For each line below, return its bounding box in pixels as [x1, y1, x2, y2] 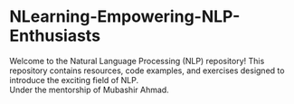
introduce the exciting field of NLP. [9, 74, 139, 85]
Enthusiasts [9, 25, 101, 46]
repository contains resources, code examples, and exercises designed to [9, 65, 285, 76]
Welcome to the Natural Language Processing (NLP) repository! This [9, 55, 265, 66]
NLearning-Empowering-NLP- [9, 6, 241, 27]
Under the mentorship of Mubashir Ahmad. [9, 84, 169, 95]
